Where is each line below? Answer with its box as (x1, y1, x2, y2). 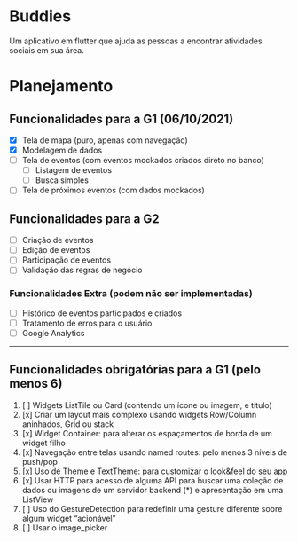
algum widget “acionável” (21, 513, 116, 523)
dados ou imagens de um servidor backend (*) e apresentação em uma (21, 484, 284, 495)
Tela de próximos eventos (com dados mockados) (21, 185, 206, 196)
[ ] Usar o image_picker (21, 522, 108, 533)
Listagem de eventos (35, 165, 113, 176)
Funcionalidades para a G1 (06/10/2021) (9, 111, 234, 126)
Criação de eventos (21, 235, 94, 246)
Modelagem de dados (21, 145, 103, 155)
